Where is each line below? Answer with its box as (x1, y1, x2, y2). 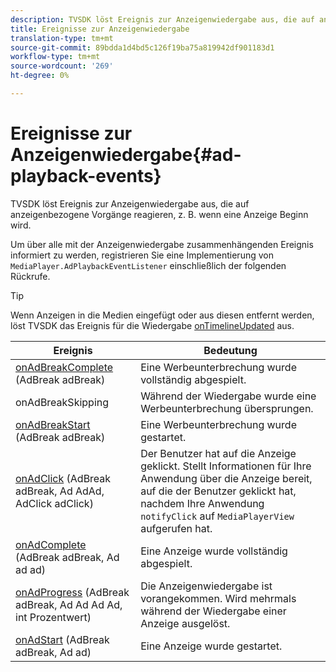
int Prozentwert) (15, 610, 92, 624)
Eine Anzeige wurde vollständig (140, 544, 288, 558)
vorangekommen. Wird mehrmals (140, 591, 297, 605)
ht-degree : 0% (10, 71, 70, 81)
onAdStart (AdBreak (15, 632, 110, 646)
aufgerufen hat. (140, 521, 213, 535)
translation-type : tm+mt (10, 33, 114, 43)
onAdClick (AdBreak (15, 471, 112, 485)
